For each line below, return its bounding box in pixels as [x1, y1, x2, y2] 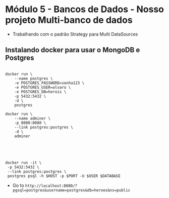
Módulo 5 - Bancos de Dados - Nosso [5, 4, 164, 15]
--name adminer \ [14, 115, 51, 121]
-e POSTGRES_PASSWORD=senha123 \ [14, 80, 85, 86]
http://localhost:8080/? [25, 183, 78, 188]
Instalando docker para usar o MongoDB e [5, 46, 140, 54]
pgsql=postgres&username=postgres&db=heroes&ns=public [12, 187, 131, 193]
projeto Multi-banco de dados [5, 14, 133, 26]
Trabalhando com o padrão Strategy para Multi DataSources [12, 31, 138, 37]
